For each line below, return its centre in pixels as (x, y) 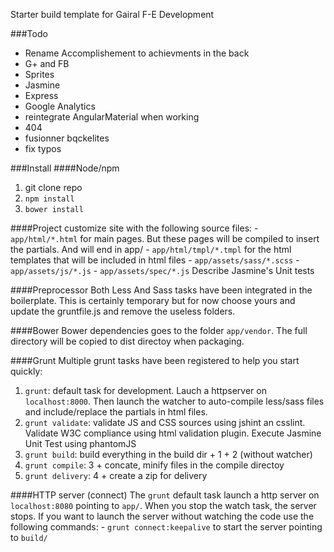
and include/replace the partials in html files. (116, 412)
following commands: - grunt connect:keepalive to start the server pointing (166, 527)
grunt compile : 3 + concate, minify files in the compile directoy (154, 465)
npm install (49, 199)
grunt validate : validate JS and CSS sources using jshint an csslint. (165, 422)
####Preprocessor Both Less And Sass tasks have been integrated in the (161, 290)
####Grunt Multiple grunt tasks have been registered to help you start (155, 360)
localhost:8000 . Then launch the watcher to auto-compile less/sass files (174, 401)
